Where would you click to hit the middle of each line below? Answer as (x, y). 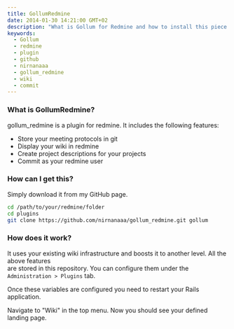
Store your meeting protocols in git (67, 139)
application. (24, 296)
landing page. (27, 317)
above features (29, 260)
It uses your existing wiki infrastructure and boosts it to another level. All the (117, 253)
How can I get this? (40, 179)
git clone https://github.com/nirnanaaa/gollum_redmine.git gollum (108, 220)
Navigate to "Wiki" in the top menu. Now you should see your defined (108, 310)
